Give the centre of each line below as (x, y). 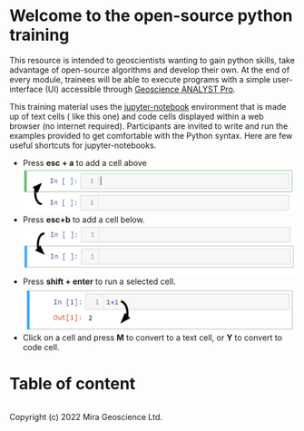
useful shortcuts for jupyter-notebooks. (83, 145)
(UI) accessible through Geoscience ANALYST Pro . (140, 89)
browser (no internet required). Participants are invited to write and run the (149, 126)
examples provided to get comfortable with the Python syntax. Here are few (151, 135)
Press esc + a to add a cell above (84, 162)
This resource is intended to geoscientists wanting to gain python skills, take (152, 60)
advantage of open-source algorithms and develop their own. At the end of (150, 70)
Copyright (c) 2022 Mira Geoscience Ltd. (86, 417)
